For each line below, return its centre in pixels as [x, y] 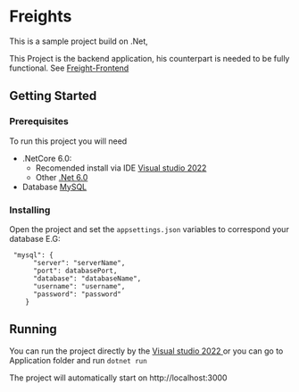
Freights [41, 17]
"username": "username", [79, 286]
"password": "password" [77, 294]
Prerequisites [39, 121]
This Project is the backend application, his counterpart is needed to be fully [149, 58]
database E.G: [35, 238]
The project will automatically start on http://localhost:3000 [118, 378]
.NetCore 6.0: [47, 158]
